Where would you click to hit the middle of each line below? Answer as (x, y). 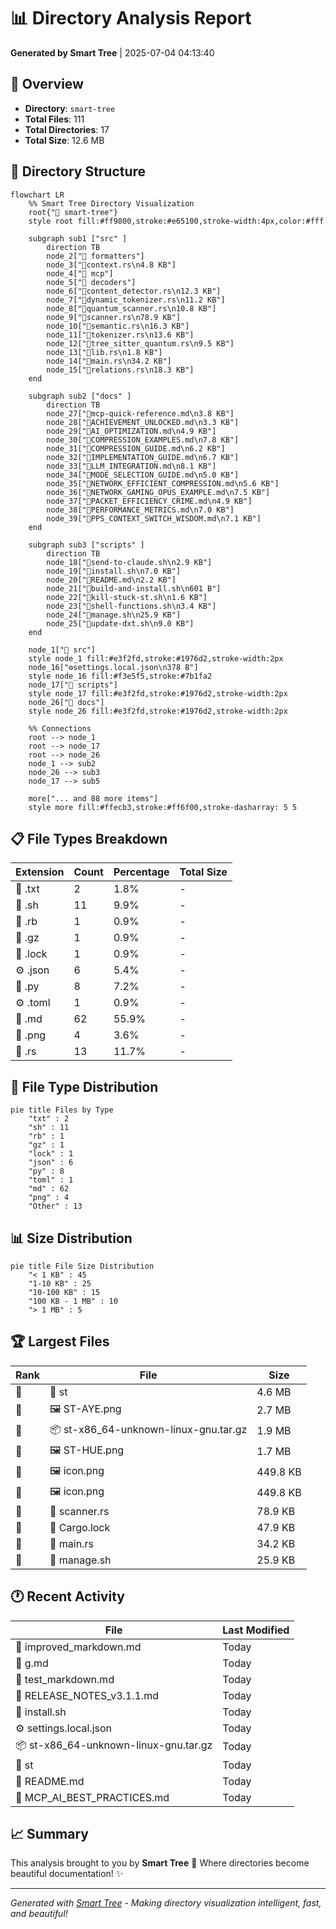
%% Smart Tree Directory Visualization (111, 203)
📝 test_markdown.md (65, 1679)
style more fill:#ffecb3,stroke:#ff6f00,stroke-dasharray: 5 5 (163, 807)
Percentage (141, 872)
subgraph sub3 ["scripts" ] (86, 545)
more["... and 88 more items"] (93, 798)
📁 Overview (47, 84)
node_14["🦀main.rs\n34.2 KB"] (109, 361)
